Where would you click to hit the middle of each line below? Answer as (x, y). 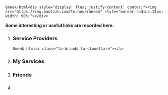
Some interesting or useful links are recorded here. (60, 25)
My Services (28, 61)
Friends (22, 75)
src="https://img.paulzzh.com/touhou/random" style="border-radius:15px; (85, 12)
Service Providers (35, 38)
